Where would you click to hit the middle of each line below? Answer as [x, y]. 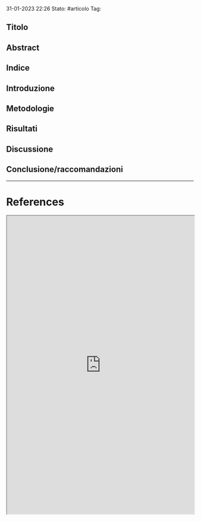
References [35, 202]
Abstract [23, 47]
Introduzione [31, 88]
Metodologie [30, 108]
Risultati [22, 129]
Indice [18, 68]
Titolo [17, 27]
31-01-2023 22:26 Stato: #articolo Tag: [54, 9]
